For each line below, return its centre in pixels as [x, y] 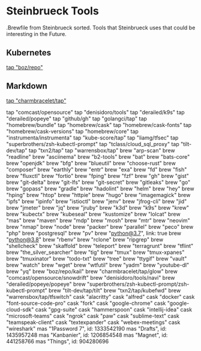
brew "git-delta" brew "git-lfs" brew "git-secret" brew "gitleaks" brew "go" [98, 182]
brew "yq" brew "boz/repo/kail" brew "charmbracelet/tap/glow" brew [92, 271]
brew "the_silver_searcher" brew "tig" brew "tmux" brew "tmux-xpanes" [95, 252]
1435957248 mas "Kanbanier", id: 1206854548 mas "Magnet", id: [87, 335]
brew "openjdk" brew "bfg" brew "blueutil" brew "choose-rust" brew [91, 163]
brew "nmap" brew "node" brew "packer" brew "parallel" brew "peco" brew [100, 226]
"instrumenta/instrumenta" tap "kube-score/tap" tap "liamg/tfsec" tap [92, 137]
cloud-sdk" [20, 309]
